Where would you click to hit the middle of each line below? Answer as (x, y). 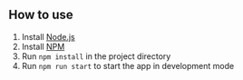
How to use (41, 15)
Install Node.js (48, 36)
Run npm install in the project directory (96, 56)
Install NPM (43, 46)
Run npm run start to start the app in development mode (128, 65)
